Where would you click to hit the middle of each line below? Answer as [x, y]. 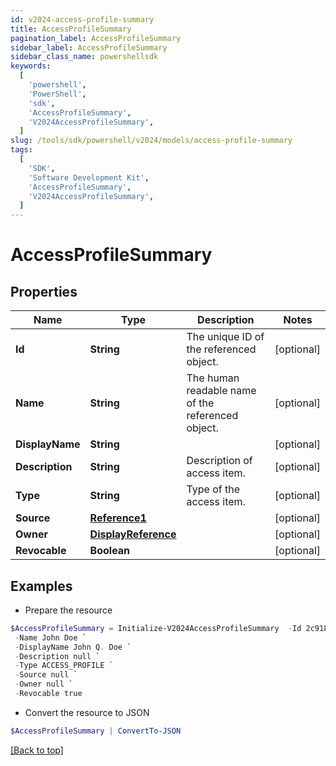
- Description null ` [57, 656]
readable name [221, 391]
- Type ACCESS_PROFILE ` [64, 666]
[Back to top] [37, 750]
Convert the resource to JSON [87, 712]
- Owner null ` [44, 684]
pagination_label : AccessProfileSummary [96, 38]
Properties [44, 291]
